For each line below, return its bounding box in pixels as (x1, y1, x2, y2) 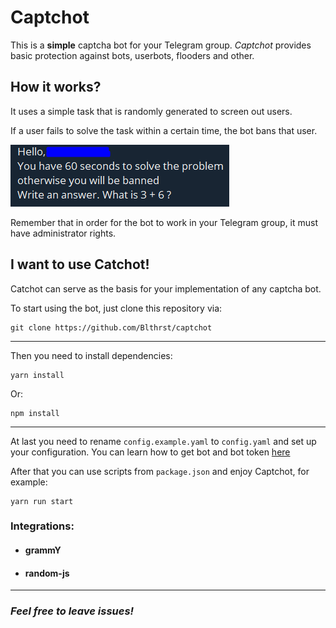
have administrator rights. (10, 227, 117, 239)
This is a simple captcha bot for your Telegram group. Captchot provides (10, 39, 312, 51)
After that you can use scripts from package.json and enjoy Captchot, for (10, 465, 310, 477)
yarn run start (10, 496, 74, 506)
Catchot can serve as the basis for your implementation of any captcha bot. (10, 282, 322, 295)
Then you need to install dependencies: (10, 349, 173, 361)
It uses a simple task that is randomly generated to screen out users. (10, 105, 293, 117)
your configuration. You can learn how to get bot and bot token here (10, 446, 291, 458)
